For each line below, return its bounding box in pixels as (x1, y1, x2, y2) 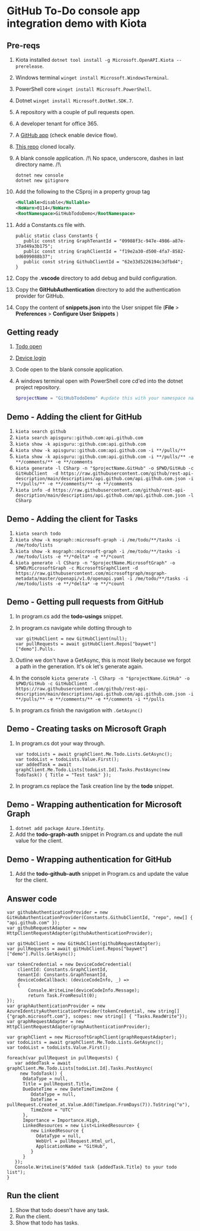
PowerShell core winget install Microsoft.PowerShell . (15, 86, 152, 93)
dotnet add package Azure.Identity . (15, 825, 106, 832)
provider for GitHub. (15, 292, 65, 299)
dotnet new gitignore (15, 178, 69, 184)
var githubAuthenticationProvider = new (7, 910, 109, 916)
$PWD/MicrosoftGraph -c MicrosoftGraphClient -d (15, 565, 138, 571)
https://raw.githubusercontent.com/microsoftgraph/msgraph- (15, 570, 167, 576)
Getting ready (7, 327, 59, 337)
